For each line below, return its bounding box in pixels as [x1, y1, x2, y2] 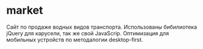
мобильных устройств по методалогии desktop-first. [6, 36, 143, 43]
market [6, 4, 44, 17]
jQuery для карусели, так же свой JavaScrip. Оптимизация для [6, 29, 169, 36]
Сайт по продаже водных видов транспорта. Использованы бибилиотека [6, 23, 198, 30]
